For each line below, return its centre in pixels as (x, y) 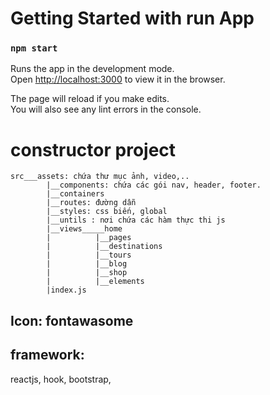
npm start (34, 48)
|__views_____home (84, 229)
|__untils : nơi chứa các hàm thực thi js (136, 220)
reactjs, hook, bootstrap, (61, 379)
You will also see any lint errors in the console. (106, 109)
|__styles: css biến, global (107, 212)
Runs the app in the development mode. (92, 69)
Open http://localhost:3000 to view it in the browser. (118, 79)
